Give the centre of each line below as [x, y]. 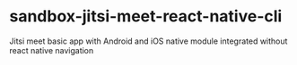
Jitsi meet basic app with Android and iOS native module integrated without [148, 41]
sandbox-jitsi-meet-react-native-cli [146, 16]
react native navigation [52, 50]
